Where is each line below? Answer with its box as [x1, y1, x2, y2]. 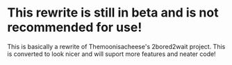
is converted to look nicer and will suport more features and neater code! [7, 50, 217, 58]
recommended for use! [7, 19, 142, 35]
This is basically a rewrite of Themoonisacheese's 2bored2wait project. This [7, 42, 226, 50]
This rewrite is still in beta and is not [7, 5, 219, 21]
